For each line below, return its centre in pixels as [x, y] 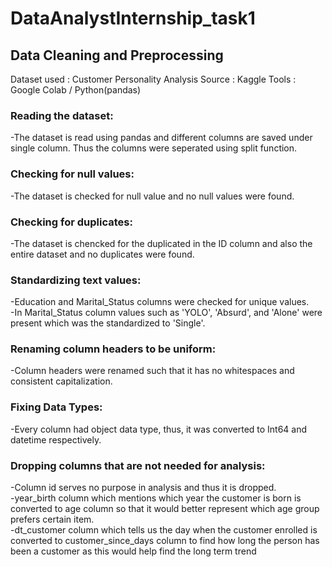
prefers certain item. [52, 519]
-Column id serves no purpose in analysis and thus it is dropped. [143, 488]
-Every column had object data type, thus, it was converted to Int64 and [159, 429]
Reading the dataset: [62, 115]
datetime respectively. [56, 439]
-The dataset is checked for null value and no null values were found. [152, 196]
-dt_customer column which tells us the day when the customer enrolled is [164, 530]
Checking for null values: [72, 174]
